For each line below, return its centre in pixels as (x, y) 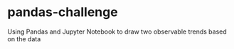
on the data (24, 38)
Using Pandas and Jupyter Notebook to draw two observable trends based (117, 31)
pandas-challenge (63, 12)
